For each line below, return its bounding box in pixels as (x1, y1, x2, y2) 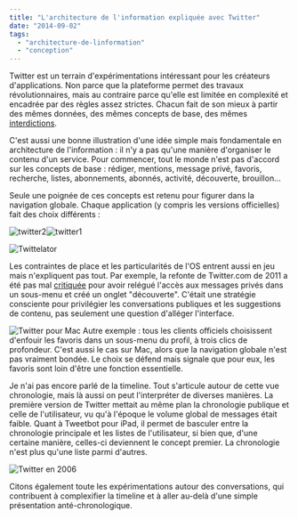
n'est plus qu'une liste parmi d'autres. (9, 447, 149, 458)
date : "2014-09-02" (9, 21, 82, 30)
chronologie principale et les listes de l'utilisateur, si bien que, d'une (9, 428, 258, 439)
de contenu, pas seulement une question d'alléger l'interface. (9, 308, 235, 319)
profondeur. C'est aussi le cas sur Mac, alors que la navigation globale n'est (9, 345, 287, 355)
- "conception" (17, 46, 74, 55)
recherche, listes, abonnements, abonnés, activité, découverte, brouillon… (9, 173, 282, 183)
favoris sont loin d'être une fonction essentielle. (9, 363, 184, 374)
